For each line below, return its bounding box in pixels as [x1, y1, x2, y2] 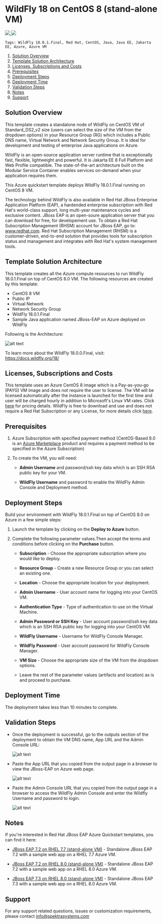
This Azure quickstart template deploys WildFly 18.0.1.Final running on [5, 182, 145, 188]
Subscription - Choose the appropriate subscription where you [19, 551, 147, 556]
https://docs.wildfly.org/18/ [5, 355, 59, 361]
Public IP [12, 296, 30, 301]
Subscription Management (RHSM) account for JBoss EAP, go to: [5, 222, 136, 228]
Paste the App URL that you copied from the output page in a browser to [12, 761, 157, 767]
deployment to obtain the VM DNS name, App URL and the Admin [12, 736, 144, 742]
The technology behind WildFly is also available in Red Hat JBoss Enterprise [5, 196, 158, 202]
